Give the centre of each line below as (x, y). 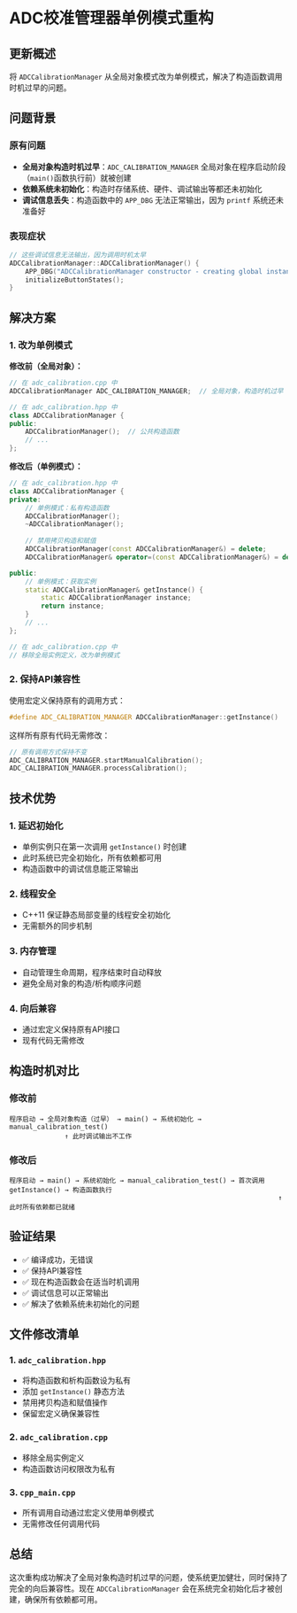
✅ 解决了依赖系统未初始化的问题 (80, 1304)
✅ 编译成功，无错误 (57, 1260)
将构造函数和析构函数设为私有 (76, 1380)
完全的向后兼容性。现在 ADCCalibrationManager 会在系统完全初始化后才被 (142, 1588)
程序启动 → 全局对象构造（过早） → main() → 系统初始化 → (105, 1119)
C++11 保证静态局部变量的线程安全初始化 (96, 915)
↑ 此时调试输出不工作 (99, 1136)
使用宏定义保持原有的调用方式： (67, 700)
